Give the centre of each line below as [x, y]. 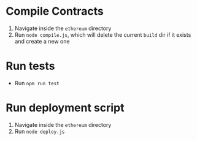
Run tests [30, 66]
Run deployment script [65, 108]
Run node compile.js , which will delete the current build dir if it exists [103, 34]
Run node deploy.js [40, 131]
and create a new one [42, 41]
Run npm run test [37, 83]
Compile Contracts [55, 11]
